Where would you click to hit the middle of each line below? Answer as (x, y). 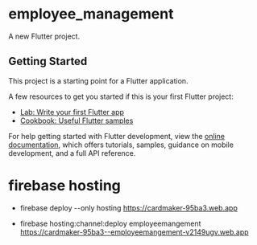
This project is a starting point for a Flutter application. (98, 80)
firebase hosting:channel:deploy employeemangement (110, 223)
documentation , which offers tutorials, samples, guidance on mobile (121, 145)
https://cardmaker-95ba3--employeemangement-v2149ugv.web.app (134, 232)
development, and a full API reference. (72, 153)
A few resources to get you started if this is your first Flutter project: (121, 96)
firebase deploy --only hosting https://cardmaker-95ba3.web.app (128, 208)
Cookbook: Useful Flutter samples (77, 120)
